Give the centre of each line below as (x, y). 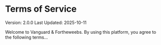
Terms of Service (41, 9)
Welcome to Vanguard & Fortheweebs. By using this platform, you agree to (81, 32)
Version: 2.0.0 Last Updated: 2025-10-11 (46, 22)
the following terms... (27, 37)
